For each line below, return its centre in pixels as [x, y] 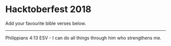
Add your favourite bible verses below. [46, 23]
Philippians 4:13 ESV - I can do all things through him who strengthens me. [83, 38]
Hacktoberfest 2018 [48, 9]
